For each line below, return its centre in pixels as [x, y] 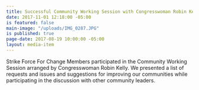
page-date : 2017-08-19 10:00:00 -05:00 [55, 39]
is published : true [30, 34]
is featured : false [30, 22]
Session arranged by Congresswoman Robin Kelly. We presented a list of [95, 67]
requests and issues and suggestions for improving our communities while [97, 74]
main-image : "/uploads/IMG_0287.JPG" [53, 28]
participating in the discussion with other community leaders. [81, 80]
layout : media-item [30, 45]
